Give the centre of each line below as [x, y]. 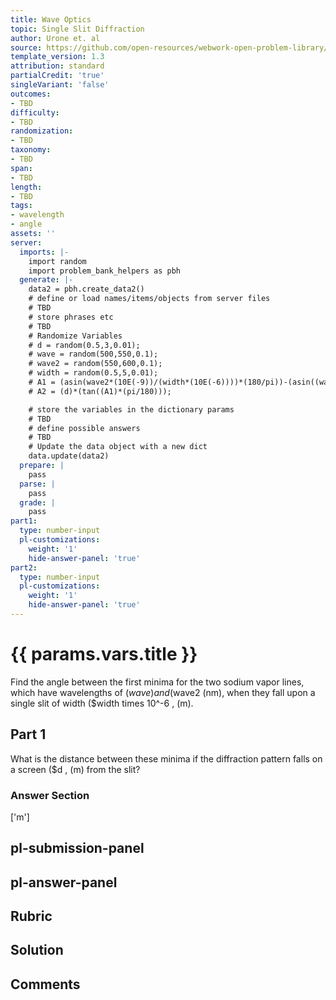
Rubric [31, 916]
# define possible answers [84, 428]
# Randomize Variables [75, 336]
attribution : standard [57, 66]
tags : [21, 206]
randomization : [42, 131]
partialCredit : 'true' [57, 76]
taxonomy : [31, 150]
